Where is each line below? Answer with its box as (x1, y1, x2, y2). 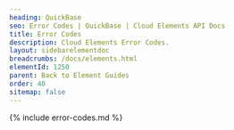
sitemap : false (9, 87, 66, 96)
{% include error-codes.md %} (9, 112, 123, 123)
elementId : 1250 (9, 63, 70, 72)
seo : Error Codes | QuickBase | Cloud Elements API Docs (9, 21, 226, 30)
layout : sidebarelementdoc (9, 46, 110, 55)
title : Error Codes (9, 29, 82, 38)
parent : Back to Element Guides (9, 71, 130, 80)
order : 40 (9, 79, 46, 88)
